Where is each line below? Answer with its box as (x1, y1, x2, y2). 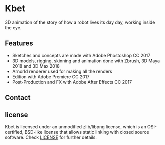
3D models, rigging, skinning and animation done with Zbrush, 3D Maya (12, 58, 160, 64)
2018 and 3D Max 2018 (12, 63, 60, 69)
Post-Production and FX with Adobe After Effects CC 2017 (12, 79, 132, 85)
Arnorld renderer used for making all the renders (12, 68, 112, 74)
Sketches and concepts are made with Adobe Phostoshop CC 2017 (12, 52, 151, 58)
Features (5, 39, 33, 48)
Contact (5, 93, 31, 102)
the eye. (5, 24, 22, 30)
